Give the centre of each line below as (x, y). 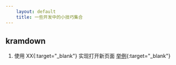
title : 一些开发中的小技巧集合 (49, 17)
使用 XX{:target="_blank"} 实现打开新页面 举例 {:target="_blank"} (92, 56)
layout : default (36, 12)
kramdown (26, 41)
